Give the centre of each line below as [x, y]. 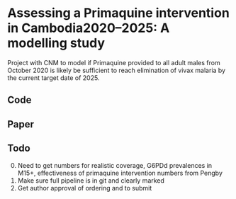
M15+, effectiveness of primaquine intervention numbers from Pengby [120, 173]
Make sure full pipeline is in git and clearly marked [91, 180]
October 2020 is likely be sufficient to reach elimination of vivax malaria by [116, 70]
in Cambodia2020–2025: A [89, 28]
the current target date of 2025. [54, 78]
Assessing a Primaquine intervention [119, 13]
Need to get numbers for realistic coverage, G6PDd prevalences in [115, 165]
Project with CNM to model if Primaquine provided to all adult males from [114, 62]
